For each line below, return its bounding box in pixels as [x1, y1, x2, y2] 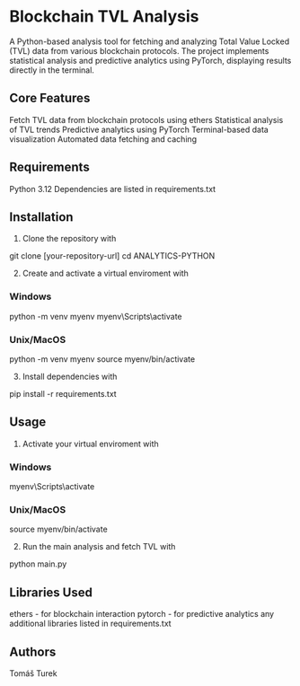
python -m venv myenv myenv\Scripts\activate [9, 311, 182, 321]
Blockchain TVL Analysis [9, 6, 199, 27]
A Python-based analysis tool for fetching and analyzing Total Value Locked [9, 36, 290, 47]
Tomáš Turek [9, 668, 57, 679]
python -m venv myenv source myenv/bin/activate [9, 353, 196, 365]
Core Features [9, 91, 91, 106]
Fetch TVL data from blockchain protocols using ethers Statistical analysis [9, 114, 284, 125]
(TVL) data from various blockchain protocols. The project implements [9, 45, 269, 56]
